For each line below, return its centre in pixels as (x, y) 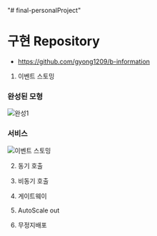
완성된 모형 (25, 96)
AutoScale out (39, 210)
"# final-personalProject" (44, 10)
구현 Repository (54, 41)
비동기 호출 (33, 180)
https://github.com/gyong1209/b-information (84, 61)
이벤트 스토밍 (36, 76)
